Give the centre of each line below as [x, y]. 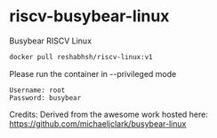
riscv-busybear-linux [89, 16]
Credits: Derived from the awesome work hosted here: [109, 114]
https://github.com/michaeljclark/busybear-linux [98, 123]
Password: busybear [45, 98]
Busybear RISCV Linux [50, 41]
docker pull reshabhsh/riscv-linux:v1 [81, 57]
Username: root [37, 90]
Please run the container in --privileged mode [93, 73]
